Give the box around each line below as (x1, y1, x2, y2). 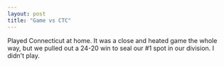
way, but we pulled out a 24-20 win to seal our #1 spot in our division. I (7, 44, 215, 52)
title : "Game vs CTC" (7, 17, 72, 24)
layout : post (7, 10, 46, 18)
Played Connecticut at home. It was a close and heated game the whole (7, 36, 218, 44)
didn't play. (7, 51, 41, 60)
